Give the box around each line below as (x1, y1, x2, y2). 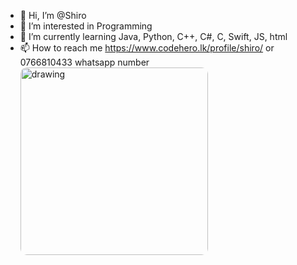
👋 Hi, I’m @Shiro (19, 10, 87, 21)
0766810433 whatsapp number (19, 56, 150, 68)
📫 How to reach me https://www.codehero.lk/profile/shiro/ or (19, 42, 275, 54)
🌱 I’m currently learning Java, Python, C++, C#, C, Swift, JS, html (19, 31, 288, 42)
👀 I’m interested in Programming (19, 20, 153, 32)
